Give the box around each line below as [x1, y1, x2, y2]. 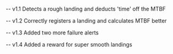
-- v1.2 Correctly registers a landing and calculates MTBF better [6, 17, 167, 24]
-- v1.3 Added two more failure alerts [6, 29, 99, 36]
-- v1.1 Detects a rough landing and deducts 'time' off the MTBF [6, 6, 166, 12]
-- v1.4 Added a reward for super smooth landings [6, 41, 133, 48]
